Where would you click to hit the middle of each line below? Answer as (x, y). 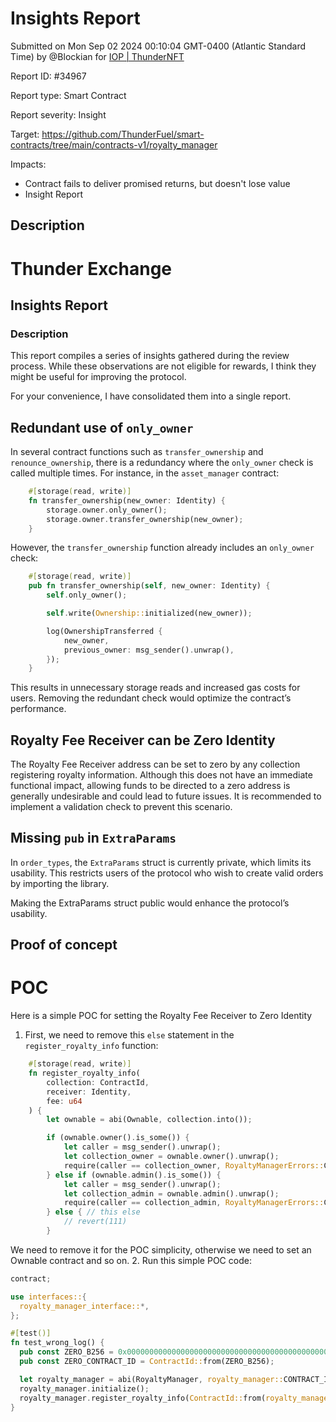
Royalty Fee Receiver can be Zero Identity (143, 740)
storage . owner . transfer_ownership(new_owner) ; (145, 519)
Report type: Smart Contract (68, 95)
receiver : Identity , (89, 1092)
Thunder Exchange (91, 268)
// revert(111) (95, 1222)
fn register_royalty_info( (84, 1073)
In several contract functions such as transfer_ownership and (137, 452)
